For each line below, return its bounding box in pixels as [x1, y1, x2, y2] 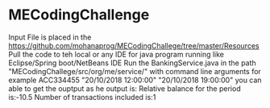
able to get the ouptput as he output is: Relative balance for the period [8, 83, 241, 93]
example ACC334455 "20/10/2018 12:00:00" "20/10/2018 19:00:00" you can [8, 75, 262, 85]
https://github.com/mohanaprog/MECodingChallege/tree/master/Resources [8, 40, 260, 50]
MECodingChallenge [8, 6, 150, 24]
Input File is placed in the [8, 32, 92, 42]
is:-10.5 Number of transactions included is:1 [8, 92, 156, 102]
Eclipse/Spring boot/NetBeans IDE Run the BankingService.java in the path [8, 58, 256, 68]
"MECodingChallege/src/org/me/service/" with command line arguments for [8, 66, 262, 76]
